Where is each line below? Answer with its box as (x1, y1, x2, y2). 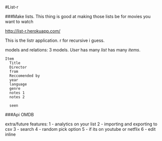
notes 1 (9, 90, 25, 95)
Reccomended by (9, 73, 40, 78)
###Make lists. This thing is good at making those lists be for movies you (5, 14, 151, 19)
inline (5, 131, 16, 137)
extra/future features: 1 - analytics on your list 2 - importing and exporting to (5, 121, 158, 127)
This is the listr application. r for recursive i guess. (5, 37, 105, 43)
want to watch (5, 19, 33, 24)
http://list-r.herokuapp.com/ (5, 28, 61, 34)
